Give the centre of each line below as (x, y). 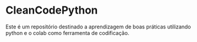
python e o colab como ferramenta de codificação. (67, 33)
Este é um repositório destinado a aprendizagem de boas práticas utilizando (98, 27)
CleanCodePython (52, 10)
